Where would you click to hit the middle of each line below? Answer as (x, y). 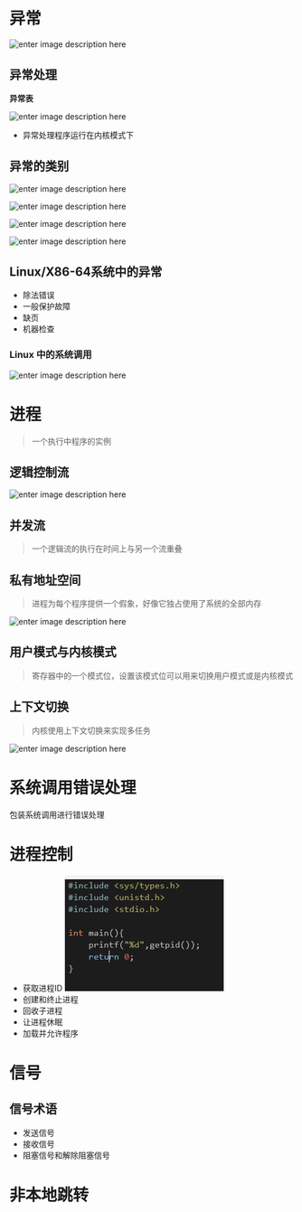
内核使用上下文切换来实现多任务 (91, 730)
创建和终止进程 (50, 999)
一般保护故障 (46, 306)
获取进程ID (42, 988)
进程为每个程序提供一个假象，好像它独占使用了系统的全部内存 (146, 604)
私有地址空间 (45, 580)
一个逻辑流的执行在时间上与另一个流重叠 (107, 549)
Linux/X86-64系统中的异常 (86, 272)
